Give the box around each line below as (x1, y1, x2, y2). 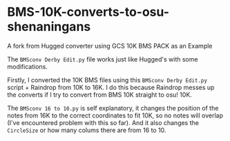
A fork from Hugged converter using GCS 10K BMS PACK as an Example (7, 41, 213, 50)
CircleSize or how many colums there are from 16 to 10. (7, 126, 166, 134)
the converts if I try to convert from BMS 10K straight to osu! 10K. (7, 91, 192, 99)
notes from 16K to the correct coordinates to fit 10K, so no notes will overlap (7, 111, 223, 120)
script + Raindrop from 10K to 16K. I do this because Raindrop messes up (7, 83, 215, 91)
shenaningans (7, 19, 91, 35)
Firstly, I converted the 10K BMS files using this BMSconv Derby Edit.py (7, 75, 207, 84)
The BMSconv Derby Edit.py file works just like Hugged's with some (7, 55, 198, 63)
